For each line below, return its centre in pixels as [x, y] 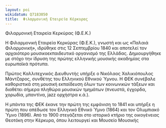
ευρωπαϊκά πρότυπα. [27, 64]
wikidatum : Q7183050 [27, 14]
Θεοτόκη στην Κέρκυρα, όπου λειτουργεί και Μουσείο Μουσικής [72, 121]
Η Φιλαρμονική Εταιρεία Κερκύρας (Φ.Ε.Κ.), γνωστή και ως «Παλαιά [77, 43]
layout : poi [17, 10]
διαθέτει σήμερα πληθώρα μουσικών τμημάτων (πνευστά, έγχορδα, [76, 90]
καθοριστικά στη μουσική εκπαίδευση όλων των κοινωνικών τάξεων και [80, 84]
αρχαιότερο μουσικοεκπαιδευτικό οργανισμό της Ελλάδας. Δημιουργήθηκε [83, 53]
